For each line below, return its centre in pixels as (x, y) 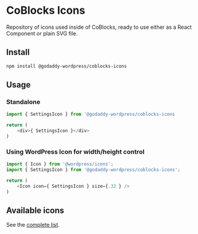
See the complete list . (33, 225)
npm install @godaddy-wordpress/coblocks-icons (67, 66)
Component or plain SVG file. (42, 33)
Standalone (23, 101)
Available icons (35, 210)
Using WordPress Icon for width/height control (75, 152)
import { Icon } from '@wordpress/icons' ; (60, 164)
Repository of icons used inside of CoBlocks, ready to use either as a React (99, 27)
